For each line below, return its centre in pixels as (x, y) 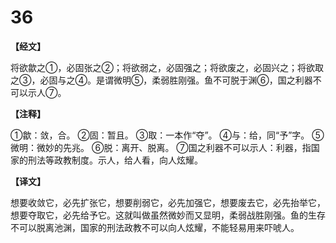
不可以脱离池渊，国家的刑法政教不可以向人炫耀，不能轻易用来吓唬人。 (155, 227)
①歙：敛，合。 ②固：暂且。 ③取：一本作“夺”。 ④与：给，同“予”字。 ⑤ (167, 135)
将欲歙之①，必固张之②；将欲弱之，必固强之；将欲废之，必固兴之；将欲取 (167, 67)
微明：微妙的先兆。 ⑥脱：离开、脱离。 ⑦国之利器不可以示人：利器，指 (161, 147)
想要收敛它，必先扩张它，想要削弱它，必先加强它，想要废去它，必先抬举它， (168, 202)
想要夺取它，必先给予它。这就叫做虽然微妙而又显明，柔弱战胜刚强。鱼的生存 (168, 215)
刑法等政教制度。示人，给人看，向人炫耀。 (115, 160)
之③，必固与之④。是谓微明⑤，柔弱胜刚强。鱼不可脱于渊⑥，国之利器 (161, 80)
